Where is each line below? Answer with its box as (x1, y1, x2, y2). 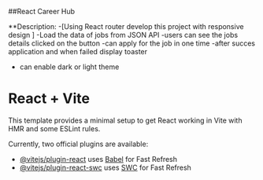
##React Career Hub (8, 7, 76, 16)
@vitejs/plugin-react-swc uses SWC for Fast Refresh (19, 163, 191, 172)
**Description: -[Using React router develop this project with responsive (8, 22, 244, 31)
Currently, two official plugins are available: (8, 139, 149, 149)
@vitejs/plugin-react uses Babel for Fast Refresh (19, 154, 178, 163)
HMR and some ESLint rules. (8, 123, 101, 133)
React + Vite (8, 90, 91, 108)
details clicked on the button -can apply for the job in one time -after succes (8, 39, 256, 48)
